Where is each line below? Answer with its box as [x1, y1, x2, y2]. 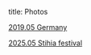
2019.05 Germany [8, 23, 68, 32]
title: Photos [8, 7, 48, 16]
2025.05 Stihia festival [8, 38, 83, 48]
